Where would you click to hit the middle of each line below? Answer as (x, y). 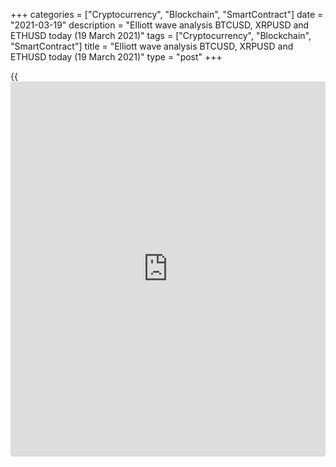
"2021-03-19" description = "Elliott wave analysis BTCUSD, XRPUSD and (160, 25)
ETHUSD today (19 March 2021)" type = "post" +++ (116, 57)
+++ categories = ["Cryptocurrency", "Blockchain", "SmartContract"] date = (167, 14)
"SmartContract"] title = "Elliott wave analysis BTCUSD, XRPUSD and (152, 46)
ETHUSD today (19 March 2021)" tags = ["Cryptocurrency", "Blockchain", (161, 35)
